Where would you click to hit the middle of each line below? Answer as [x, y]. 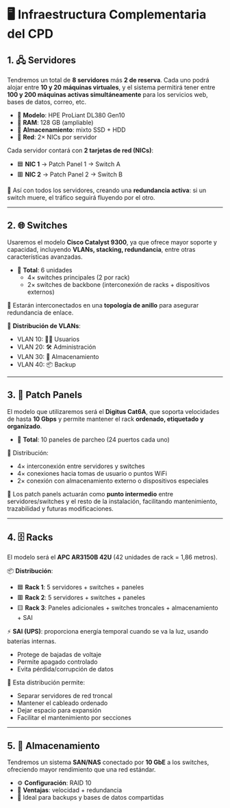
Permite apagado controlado [57, 662]
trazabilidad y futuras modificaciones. [61, 508]
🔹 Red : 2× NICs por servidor [57, 137]
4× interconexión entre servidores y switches [81, 466]
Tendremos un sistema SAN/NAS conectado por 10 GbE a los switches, [108, 762]
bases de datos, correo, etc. [47, 102]
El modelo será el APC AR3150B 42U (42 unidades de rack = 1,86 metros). [112, 557]
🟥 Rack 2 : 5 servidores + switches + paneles [81, 598]
